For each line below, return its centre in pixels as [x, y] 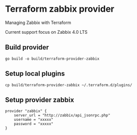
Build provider [27, 47]
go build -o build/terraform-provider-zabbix [52, 59]
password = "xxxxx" [34, 124]
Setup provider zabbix [40, 100]
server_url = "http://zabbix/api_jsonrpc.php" [62, 115]
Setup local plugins [35, 74]
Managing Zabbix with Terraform [38, 22]
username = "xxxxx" [34, 120]
